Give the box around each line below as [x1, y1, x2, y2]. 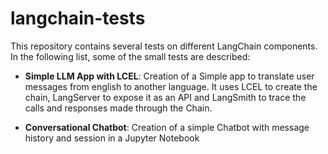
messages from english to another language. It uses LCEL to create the [24, 80, 318, 92]
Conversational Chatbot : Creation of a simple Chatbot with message [24, 121, 310, 133]
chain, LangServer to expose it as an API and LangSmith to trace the [24, 91, 307, 103]
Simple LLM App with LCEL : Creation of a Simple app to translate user [24, 70, 315, 82]
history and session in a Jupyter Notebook [24, 132, 200, 144]
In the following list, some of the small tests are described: [10, 50, 251, 62]
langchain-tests [10, 7, 146, 30]
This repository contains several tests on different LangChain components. [10, 40, 318, 52]
